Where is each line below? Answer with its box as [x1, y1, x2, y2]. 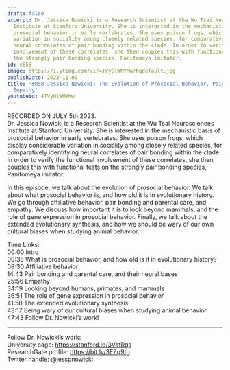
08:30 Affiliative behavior [7, 262, 79, 270]
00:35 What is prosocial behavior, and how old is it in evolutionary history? [7, 255, 217, 263]
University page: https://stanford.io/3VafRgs [7, 340, 132, 349]
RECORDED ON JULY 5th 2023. [7, 112, 97, 120]
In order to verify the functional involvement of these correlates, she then [7, 156, 214, 163]
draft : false [7, 10, 44, 17]
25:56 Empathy [7, 277, 50, 285]
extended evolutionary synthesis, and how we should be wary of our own [7, 220, 214, 228]
